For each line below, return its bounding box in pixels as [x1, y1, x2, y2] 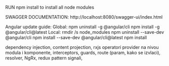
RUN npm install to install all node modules [5, 5, 95, 10]
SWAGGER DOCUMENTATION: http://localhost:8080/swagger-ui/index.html [5, 14, 163, 20]
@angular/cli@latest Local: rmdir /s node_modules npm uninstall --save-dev [5, 29, 164, 35]
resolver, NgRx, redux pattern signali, [5, 55, 82, 61]
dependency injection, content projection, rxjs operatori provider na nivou [5, 44, 159, 50]
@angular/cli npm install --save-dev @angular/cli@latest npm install [5, 35, 147, 40]
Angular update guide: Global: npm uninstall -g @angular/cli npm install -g [5, 24, 160, 30]
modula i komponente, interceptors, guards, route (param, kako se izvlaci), [5, 50, 161, 55]
